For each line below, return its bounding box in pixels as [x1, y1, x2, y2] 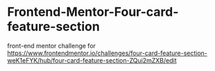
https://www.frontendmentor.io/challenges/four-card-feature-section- [7, 49, 208, 57]
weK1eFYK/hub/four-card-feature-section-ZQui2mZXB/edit [7, 56, 177, 64]
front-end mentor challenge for [7, 41, 96, 50]
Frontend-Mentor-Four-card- [7, 4, 179, 20]
